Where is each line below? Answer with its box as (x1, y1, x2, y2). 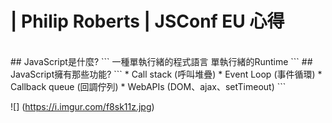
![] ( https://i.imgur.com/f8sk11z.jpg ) (10, 100, 155, 112)
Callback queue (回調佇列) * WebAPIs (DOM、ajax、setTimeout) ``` (10, 80, 287, 92)
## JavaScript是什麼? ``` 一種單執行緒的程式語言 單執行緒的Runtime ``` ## (10, 55, 313, 67)
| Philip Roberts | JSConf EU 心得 (10, 10, 285, 33)
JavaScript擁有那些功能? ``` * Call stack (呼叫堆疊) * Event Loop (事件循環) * (10, 68, 323, 80)
